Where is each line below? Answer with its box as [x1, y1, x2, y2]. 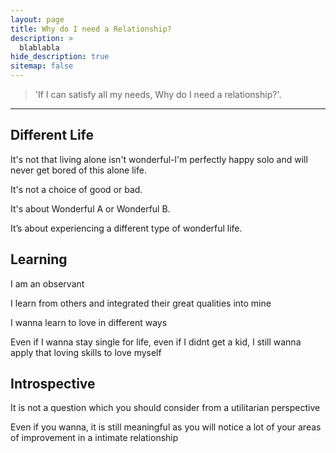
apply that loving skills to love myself [10, 346, 162, 358]
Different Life [10, 127, 95, 144]
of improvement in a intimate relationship [10, 432, 179, 444]
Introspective [10, 376, 96, 393]
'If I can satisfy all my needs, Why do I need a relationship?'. [34, 89, 282, 100]
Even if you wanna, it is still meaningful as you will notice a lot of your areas [10, 421, 322, 433]
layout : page [10, 14, 65, 25]
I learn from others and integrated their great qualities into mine [10, 297, 272, 309]
